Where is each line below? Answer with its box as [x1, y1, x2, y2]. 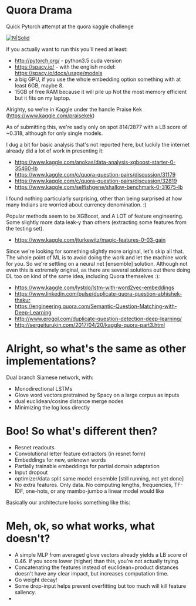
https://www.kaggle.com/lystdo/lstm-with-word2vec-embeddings [14, 284, 174, 291]
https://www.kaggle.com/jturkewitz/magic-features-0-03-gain [14, 236, 166, 243]
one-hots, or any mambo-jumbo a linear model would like [25, 487, 164, 495]
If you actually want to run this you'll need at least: [6, 45, 128, 53]
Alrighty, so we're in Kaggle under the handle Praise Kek [6, 106, 143, 113]
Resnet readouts [14, 444, 55, 451]
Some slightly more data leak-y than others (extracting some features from [6, 218, 187, 226]
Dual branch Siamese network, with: [6, 374, 94, 381]
